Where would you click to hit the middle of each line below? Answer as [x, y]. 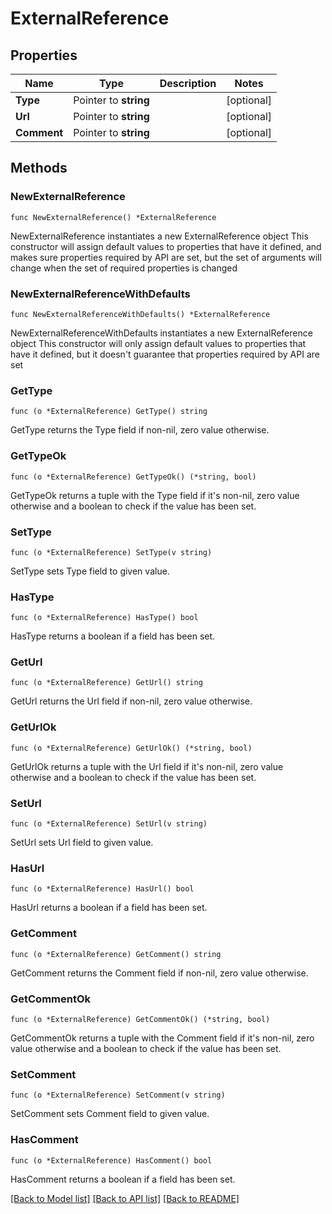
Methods [39, 168]
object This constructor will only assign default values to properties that [158, 343]
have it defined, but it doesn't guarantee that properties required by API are [165, 354]
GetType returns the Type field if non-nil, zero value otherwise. [140, 430]
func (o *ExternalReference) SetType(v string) [111, 552]
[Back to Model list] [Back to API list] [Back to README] [125, 1198]
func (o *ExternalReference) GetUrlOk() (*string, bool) [131, 748]
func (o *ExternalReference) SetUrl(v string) [109, 824]
